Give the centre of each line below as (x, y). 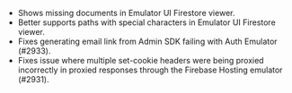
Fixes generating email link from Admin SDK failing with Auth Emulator (147, 41)
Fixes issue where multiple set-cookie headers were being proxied (141, 60)
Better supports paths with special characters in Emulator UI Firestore (146, 22)
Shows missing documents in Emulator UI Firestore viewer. (126, 13)
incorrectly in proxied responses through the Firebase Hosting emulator (150, 70)
